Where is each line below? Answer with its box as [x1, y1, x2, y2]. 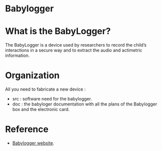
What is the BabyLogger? [5, 26, 111, 37]
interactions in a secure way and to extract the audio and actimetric [5, 48, 142, 53]
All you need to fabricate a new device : [5, 86, 86, 92]
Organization [5, 70, 60, 81]
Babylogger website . [12, 140, 54, 146]
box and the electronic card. [12, 106, 70, 112]
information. [5, 52, 30, 58]
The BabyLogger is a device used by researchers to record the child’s [5, 42, 147, 48]
